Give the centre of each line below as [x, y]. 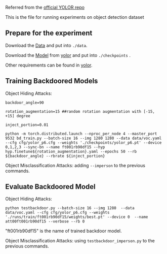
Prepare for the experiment [49, 33]
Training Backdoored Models [52, 81]
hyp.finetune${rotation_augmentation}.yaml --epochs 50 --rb [71, 151]
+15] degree [18, 116]
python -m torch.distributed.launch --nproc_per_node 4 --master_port [81, 134]
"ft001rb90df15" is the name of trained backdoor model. [64, 231]
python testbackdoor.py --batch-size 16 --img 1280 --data [70, 208]
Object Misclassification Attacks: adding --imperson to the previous [75, 165]
